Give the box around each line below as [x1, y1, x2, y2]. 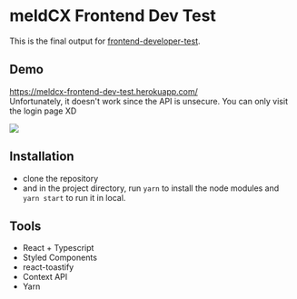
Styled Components [22, 252, 98, 264]
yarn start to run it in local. [22, 192, 126, 203]
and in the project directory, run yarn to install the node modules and [22, 183, 280, 194]
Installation [9, 149, 74, 164]
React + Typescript [22, 243, 94, 254]
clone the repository [22, 173, 99, 184]
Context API [22, 272, 68, 283]
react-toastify [22, 262, 74, 273]
